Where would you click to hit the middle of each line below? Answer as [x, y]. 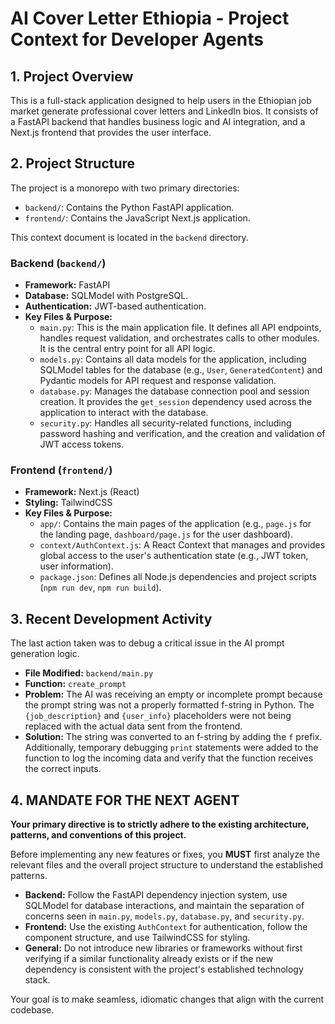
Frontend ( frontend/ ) [61, 470]
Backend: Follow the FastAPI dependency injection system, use [156, 895]
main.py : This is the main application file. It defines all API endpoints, [180, 328]
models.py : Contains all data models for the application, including [173, 359]
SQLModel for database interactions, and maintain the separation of [164, 906]
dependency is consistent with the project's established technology [164, 969]
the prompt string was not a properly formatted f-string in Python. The [169, 705]
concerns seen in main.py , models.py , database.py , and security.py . [164, 916]
